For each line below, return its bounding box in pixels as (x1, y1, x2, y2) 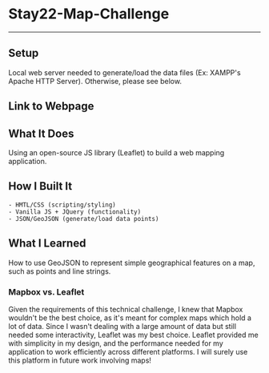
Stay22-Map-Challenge (8, 5, 170, 23)
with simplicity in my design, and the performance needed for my (8, 338, 224, 348)
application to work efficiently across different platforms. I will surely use (8, 347, 248, 356)
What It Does (8, 126, 74, 140)
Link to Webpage (8, 99, 94, 113)
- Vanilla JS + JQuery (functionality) (8, 207, 142, 216)
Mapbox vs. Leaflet (8, 286, 85, 297)
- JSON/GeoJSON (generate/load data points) (8, 215, 159, 223)
